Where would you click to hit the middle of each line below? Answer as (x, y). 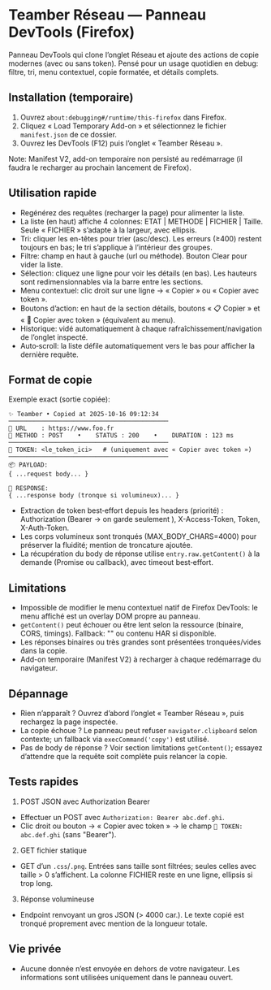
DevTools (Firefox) (72, 32)
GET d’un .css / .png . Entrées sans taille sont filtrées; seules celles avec (138, 866)
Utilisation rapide (53, 193)
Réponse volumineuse (57, 899)
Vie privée (35, 949)
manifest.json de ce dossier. (69, 134)
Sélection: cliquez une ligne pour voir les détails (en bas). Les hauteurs (138, 273)
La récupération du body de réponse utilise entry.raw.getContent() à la (140, 554)
